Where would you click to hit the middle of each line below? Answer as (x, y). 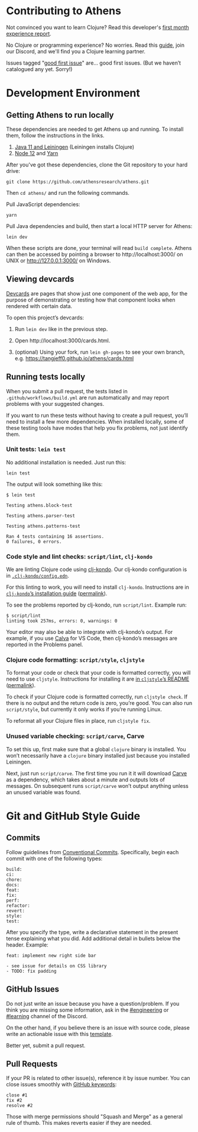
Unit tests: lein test (36, 450)
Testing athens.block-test (39, 505)
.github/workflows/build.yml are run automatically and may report (88, 397)
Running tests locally (46, 377)
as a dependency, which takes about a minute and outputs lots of (86, 780)
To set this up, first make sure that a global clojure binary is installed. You (96, 749)
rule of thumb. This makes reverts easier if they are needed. (79, 1123)
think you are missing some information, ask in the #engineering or (87, 1010)
